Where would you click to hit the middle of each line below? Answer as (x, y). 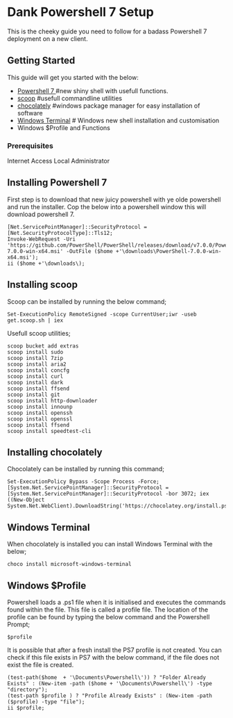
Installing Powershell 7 (57, 182)
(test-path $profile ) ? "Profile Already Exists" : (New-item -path (110, 696)
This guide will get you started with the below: (73, 77)
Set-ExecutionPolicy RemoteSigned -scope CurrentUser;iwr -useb (102, 314)
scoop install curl (35, 376)
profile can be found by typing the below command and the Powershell (109, 617)
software (30, 113)
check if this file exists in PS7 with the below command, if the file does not (113, 658)
